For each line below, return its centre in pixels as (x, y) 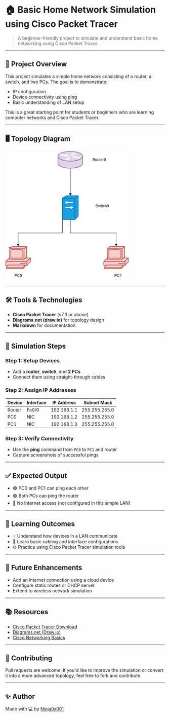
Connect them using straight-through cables (59, 377)
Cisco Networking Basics (39, 637)
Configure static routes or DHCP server (53, 585)
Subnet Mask (98, 402)
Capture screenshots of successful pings (55, 455)
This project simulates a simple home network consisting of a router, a (78, 76)
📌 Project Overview (36, 64)
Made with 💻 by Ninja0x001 (35, 709)
